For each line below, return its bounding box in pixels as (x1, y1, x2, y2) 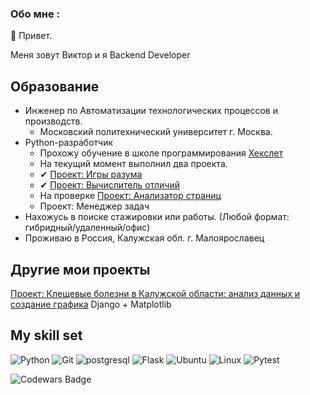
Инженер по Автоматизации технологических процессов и (24, 105, 278, 117)
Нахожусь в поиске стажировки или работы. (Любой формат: (24, 211, 290, 223)
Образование (10, 78, 100, 95)
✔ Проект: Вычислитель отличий (39, 179, 180, 191)
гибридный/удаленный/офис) (24, 222, 151, 234)
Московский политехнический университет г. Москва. (39, 126, 273, 138)
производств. (24, 115, 83, 127)
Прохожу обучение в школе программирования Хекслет (39, 147, 284, 159)
